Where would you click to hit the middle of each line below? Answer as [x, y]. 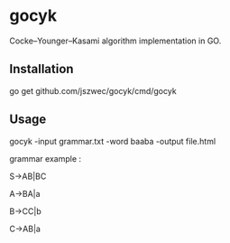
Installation [41, 69]
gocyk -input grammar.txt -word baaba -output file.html [113, 141]
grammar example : [46, 158]
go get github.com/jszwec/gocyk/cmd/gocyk [93, 90]
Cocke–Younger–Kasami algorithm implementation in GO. [115, 41]
